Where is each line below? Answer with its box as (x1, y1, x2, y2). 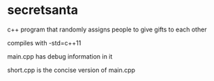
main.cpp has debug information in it (7, 52, 113, 61)
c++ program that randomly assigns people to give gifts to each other (7, 25, 207, 34)
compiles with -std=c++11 (7, 38, 82, 47)
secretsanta (7, 2, 79, 18)
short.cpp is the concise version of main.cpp (7, 66, 136, 74)
